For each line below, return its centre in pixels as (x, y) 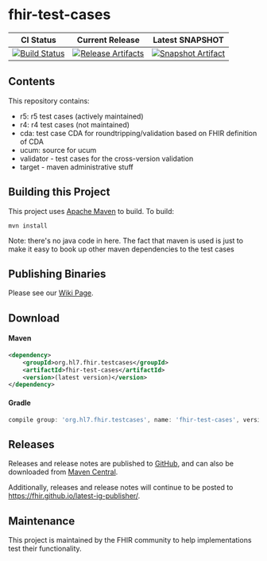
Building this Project (59, 192)
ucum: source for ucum (58, 150)
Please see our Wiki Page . (51, 293)
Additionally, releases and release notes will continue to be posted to (121, 488)
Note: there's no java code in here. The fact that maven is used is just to (126, 240)
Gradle (20, 403)
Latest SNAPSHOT (188, 40)
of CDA (31, 142)
